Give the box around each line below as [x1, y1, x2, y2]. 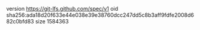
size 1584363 [35, 18, 69, 25]
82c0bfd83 [6, 18, 34, 25]
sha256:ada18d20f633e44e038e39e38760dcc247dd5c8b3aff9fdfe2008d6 [6, 11, 195, 19]
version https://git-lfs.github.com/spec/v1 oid [6, 5, 119, 12]
